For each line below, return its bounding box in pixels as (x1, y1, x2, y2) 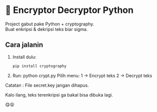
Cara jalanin (5, 41, 43, 49)
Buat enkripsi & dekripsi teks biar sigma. (5, 26, 88, 32)
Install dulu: (12, 54, 36, 60)
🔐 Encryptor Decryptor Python (5, 4, 134, 16)
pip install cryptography (12, 63, 66, 69)
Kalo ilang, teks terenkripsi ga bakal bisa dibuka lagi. (5, 92, 113, 98)
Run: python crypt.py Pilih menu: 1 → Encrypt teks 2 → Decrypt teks (12, 72, 152, 79)
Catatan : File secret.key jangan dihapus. (5, 82, 89, 88)
